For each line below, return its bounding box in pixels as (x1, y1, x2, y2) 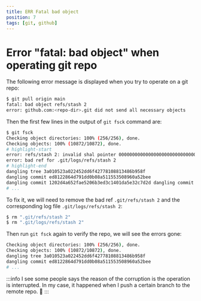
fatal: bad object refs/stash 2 (6, 102, 87, 108)
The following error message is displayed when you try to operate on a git (6, 78, 188, 86)
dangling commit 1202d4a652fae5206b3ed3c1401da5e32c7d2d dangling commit (6, 180, 194, 186)
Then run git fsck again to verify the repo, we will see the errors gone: (6, 230, 182, 238)
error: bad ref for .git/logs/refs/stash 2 (6, 157, 117, 163)
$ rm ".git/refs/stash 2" (6, 214, 71, 220)
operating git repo (6, 58, 98, 72)
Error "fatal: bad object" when (6, 45, 160, 59)
